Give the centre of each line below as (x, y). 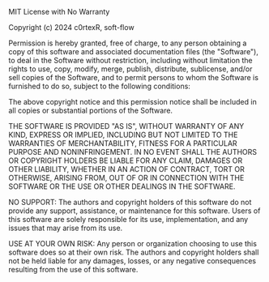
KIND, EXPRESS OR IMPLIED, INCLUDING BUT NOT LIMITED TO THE (123, 135)
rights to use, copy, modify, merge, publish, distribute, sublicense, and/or (130, 69)
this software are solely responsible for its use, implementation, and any (128, 219)
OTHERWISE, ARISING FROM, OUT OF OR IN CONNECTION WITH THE (126, 178)
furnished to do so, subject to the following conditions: (99, 86)
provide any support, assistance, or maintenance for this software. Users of (134, 211)
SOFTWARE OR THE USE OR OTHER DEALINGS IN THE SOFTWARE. (122, 186)
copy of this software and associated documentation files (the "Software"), (134, 51)
